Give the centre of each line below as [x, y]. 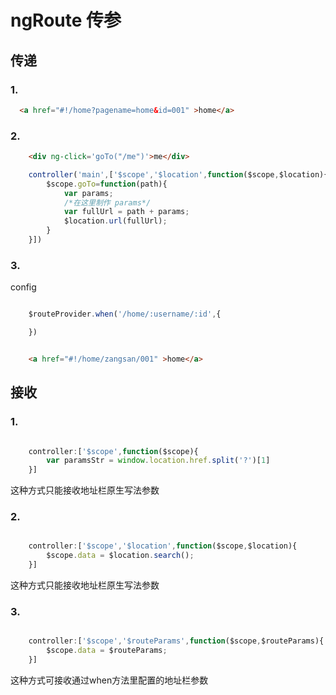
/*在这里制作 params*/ [107, 202]
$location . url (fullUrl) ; [115, 221]
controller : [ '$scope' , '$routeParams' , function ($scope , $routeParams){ [176, 641]
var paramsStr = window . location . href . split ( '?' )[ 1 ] [158, 461]
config [23, 287]
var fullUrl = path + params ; [126, 212]
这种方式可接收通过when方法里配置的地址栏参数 [109, 680]
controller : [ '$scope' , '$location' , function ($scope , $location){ [163, 546]
